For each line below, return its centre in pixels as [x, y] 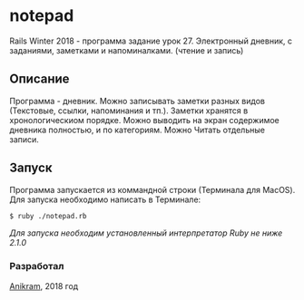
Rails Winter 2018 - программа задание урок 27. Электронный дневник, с [151, 41]
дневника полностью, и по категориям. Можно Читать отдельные [137, 130]
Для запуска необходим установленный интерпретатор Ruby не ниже [146, 233]
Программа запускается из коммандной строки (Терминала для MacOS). [152, 189]
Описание [39, 79]
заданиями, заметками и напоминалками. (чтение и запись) [127, 50]
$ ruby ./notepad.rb [49, 216]
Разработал [37, 266]
